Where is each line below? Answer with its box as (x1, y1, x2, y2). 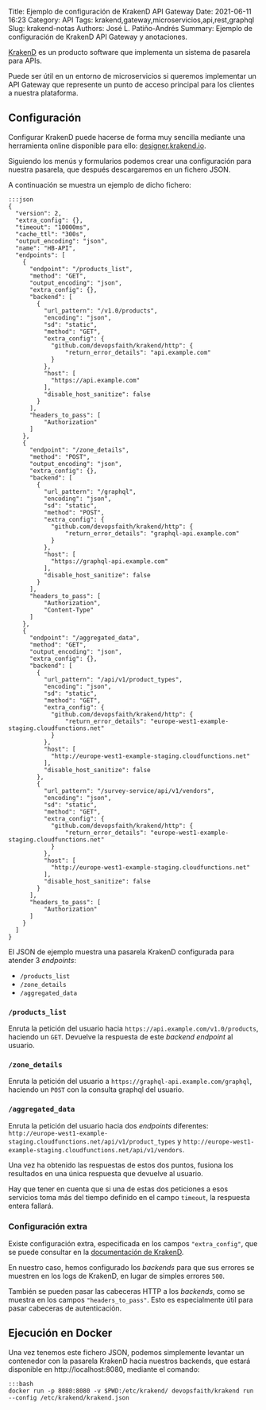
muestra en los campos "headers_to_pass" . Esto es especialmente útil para (8, 1295, 253, 1304)
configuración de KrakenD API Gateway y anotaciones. (8, 32, 188, 41)
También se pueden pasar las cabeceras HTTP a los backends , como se (8, 1287, 245, 1295)
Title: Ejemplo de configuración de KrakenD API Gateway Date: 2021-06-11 (8, 7, 252, 16)
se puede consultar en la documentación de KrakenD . (8, 1248, 184, 1257)
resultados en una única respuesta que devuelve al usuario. (8, 1168, 204, 1178)
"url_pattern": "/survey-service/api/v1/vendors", (43, 787, 215, 794)
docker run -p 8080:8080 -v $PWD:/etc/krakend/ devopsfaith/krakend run (8, 1387, 254, 1395)
